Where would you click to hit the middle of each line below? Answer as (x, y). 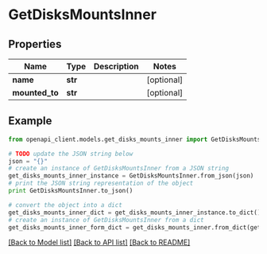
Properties (35, 44)
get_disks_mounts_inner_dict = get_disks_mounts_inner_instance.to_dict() (135, 213)
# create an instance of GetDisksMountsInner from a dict (106, 220)
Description (116, 66)
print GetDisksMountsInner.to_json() (71, 191)
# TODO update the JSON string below (71, 154)
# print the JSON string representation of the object (101, 184)
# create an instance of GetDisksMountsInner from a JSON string (118, 169)
